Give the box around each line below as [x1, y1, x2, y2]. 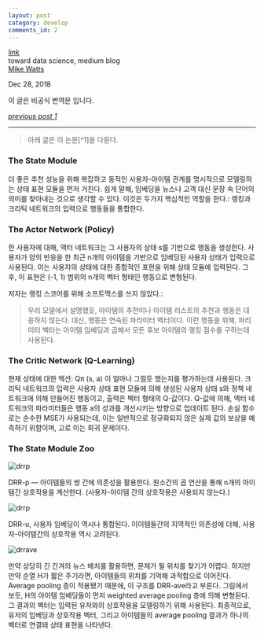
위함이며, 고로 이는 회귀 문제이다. [28, 423, 130, 433]
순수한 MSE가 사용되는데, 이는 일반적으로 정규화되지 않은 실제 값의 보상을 [22, 414, 247, 423]
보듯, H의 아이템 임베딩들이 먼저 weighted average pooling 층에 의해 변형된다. [8, 591, 250, 600]
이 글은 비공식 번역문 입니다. [8, 96, 94, 105]
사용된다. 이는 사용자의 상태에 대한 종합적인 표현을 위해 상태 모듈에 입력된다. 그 [8, 262, 249, 271]
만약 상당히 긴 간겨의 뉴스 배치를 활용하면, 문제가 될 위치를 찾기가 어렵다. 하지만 [8, 561, 251, 570]
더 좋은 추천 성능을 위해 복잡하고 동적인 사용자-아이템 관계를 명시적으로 [8, 174, 225, 183]
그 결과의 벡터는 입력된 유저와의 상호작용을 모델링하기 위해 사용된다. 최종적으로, [8, 600, 251, 609]
